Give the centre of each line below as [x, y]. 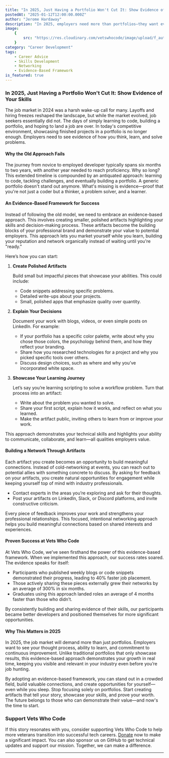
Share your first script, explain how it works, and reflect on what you [91, 408]
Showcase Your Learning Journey [49, 378]
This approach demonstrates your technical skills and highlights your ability [83, 434]
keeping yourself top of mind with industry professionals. [64, 483]
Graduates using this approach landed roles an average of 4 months [83, 594]
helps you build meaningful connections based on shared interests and [79, 524]
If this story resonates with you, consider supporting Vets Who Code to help [84, 729]
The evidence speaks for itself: [37, 563]
